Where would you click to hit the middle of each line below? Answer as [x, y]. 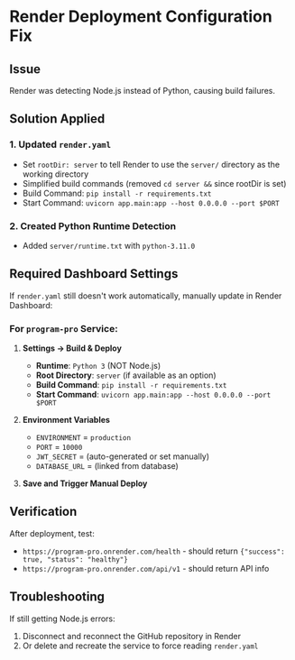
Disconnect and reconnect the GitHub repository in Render [132, 636]
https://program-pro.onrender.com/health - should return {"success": [154, 551]
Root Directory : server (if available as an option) [126, 375]
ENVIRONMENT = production [83, 437]
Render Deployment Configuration [141, 17]
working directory [55, 174]
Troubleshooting [57, 597]
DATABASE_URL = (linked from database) [107, 466]
